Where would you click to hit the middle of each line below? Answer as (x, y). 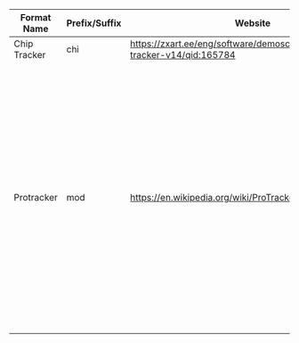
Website (253, 23)
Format (36, 17)
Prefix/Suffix (94, 23)
